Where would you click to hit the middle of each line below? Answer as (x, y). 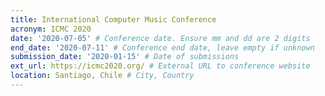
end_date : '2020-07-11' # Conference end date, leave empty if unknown (162, 47)
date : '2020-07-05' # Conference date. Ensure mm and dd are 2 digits (160, 38)
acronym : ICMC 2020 (51, 29)
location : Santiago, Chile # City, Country (102, 76)
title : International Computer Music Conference (113, 19)
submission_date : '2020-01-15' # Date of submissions (125, 57)
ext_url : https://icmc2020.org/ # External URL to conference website (160, 66)
